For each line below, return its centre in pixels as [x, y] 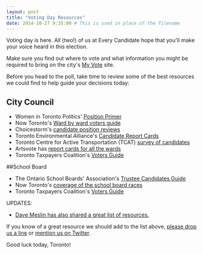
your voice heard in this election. [47, 47]
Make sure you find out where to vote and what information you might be [97, 59]
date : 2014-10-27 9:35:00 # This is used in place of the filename [93, 23]
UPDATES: [19, 203]
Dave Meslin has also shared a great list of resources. [82, 215]
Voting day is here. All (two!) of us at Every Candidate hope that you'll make [101, 41]
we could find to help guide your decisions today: [68, 83]
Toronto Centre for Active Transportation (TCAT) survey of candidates [102, 142]
